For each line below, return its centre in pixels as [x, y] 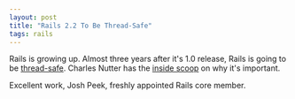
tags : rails [31, 34]
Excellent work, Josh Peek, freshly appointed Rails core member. [128, 86]
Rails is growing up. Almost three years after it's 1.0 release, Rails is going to [147, 59]
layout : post [33, 17]
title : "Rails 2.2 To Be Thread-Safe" [81, 26]
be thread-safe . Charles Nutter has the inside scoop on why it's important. [145, 68]
